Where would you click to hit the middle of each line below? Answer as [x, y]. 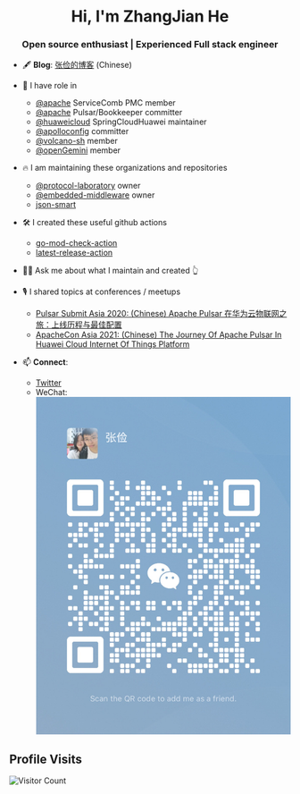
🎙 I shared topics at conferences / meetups [101, 291]
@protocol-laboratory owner [88, 186]
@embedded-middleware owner [95, 195]
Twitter [49, 383]
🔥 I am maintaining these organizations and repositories [125, 168]
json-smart [56, 205]
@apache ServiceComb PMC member [105, 103]
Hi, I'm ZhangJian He [150, 17]
